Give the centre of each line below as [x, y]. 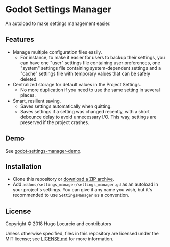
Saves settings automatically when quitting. [66, 106]
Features [20, 40]
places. [28, 95]
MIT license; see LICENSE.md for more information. [59, 239]
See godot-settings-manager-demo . [43, 151]
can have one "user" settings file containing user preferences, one [90, 63]
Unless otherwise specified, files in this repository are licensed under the [82, 234]
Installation [23, 167]
